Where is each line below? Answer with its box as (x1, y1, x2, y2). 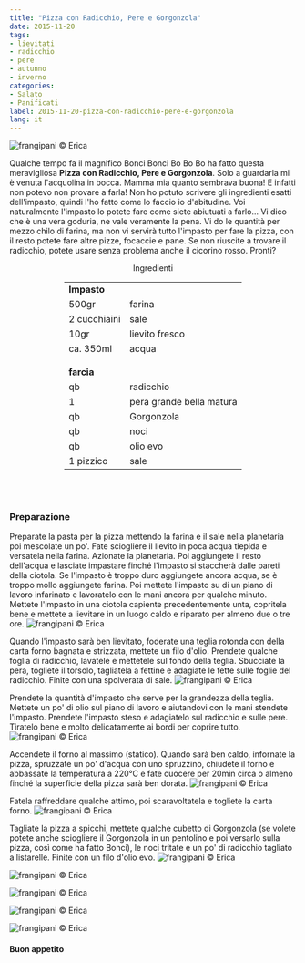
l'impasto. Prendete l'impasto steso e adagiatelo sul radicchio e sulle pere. (9, 712, 289, 723)
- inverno (9, 73, 47, 82)
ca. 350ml (67, 343, 112, 356)
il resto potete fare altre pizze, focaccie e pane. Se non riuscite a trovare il (9, 235, 287, 246)
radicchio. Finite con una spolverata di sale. (9, 675, 173, 686)
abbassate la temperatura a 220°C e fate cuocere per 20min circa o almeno (9, 768, 293, 780)
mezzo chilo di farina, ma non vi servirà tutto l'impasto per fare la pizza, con (9, 225, 294, 237)
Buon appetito (9, 944, 65, 955)
